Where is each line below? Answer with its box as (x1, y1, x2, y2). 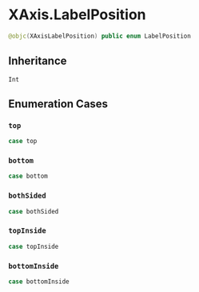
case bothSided (8, 207, 59, 215)
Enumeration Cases (8, 98, 109, 111)
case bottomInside (8, 278, 70, 286)
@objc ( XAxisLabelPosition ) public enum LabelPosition (8, 32, 192, 40)
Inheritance (8, 54, 67, 68)
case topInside (8, 242, 59, 250)
